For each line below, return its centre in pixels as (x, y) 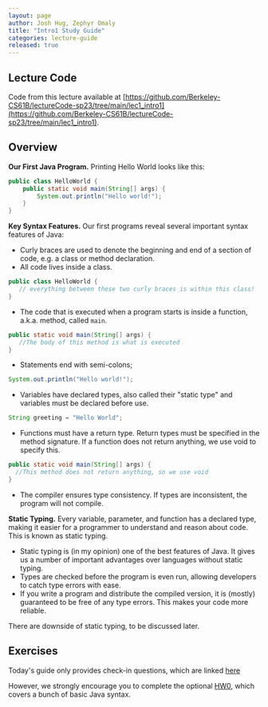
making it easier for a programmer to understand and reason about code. (128, 527)
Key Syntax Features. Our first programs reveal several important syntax (128, 226)
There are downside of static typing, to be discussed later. (104, 626)
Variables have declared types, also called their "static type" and (126, 395)
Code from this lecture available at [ (67, 97)
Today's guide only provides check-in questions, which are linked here (124, 670)
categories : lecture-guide (53, 38)
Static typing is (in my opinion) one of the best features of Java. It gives (137, 551)
